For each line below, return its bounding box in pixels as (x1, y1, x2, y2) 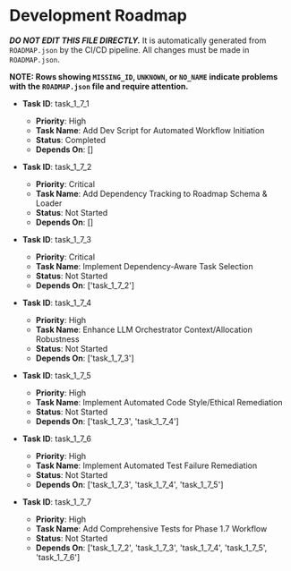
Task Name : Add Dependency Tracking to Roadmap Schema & (35, 188, 268, 199)
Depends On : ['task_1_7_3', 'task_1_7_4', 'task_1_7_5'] (35, 479, 224, 490)
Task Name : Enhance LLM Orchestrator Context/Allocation (35, 324, 252, 335)
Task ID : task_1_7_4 (21, 297, 92, 308)
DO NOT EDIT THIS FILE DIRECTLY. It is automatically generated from (9, 35, 267, 46)
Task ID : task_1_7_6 (21, 433, 92, 444)
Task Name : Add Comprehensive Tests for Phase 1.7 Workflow (35, 523, 268, 533)
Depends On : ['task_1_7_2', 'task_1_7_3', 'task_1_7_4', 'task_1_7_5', (35, 542, 268, 553)
